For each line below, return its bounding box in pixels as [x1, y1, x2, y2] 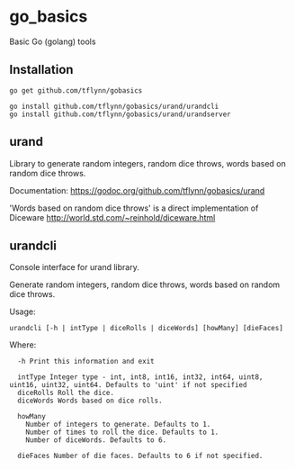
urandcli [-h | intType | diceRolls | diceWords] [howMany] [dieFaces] [9, 324, 283, 333]
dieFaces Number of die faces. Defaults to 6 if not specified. [17, 452, 264, 461]
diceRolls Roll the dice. [17, 389, 115, 398]
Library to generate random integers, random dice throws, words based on [9, 158, 286, 168]
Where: [9, 339, 37, 350]
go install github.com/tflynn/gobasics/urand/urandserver [9, 110, 231, 119]
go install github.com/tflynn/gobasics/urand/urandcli [9, 102, 219, 111]
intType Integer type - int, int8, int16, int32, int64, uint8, [17, 373, 264, 382]
